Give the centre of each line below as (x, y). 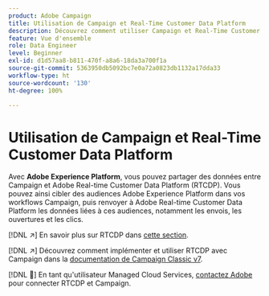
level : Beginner (35, 53)
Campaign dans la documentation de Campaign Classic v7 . (106, 259)
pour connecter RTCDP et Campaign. (70, 283)
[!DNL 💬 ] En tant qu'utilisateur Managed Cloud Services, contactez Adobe (130, 275)
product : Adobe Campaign (50, 16)
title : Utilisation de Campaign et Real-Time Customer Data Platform (127, 23)
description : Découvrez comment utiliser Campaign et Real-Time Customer (134, 31)
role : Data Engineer (43, 46)
